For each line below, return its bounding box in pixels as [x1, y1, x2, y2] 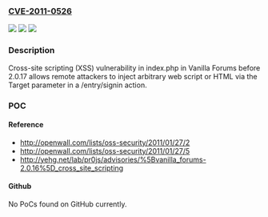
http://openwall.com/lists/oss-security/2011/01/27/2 [19, 138, 190, 147]
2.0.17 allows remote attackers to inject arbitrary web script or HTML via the [8, 71, 258, 81]
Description [8, 45, 55, 56]
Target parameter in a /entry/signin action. [8, 80, 147, 90]
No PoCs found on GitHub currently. [8, 199, 127, 209]
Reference [8, 120, 44, 130]
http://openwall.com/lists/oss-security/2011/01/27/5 [19, 146, 190, 155]
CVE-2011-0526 [8, 6, 72, 17]
